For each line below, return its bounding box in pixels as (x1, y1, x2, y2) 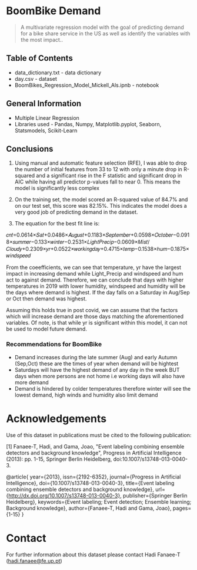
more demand (14, 379, 49, 386)
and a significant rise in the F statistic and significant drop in (36, 172, 182, 179)
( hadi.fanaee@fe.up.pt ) (6, 557, 63, 564)
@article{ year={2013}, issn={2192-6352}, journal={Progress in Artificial (6, 473, 181, 480)
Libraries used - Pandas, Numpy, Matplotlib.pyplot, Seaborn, (14, 120, 162, 127)
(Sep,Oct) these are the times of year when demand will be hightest (14, 360, 179, 367)
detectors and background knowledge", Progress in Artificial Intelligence (6, 449, 182, 456)
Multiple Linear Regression (14, 114, 79, 122)
